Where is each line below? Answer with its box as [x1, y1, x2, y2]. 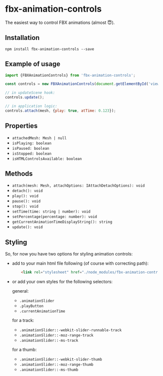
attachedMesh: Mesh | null [12, 136, 67, 140]
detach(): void [12, 189, 43, 194]
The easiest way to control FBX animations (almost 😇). [5, 20, 115, 25]
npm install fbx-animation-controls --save [5, 46, 95, 52]
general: [12, 288, 29, 294]
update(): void [12, 225, 43, 230]
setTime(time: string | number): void [12, 209, 91, 214]
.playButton [19, 304, 44, 309]
